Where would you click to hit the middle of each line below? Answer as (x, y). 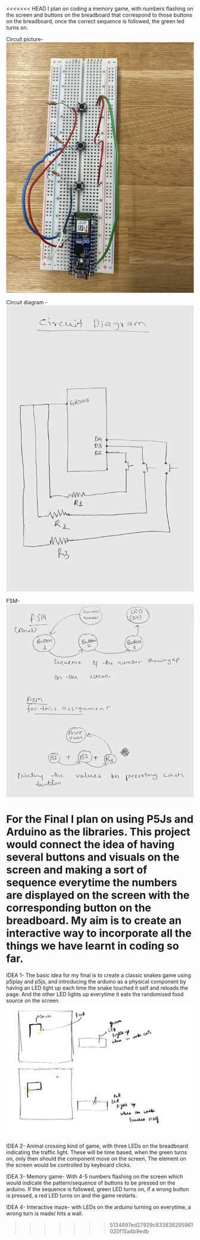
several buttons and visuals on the (93, 857)
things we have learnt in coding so (93, 946)
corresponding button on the (79, 908)
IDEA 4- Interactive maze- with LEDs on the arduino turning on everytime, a (99, 1207)
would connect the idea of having (90, 845)
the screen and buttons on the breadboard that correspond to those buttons (99, 15)
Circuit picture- (25, 39)
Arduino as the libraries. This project (98, 832)
